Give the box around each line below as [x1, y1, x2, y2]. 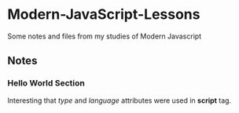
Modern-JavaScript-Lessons [7, 5, 200, 24]
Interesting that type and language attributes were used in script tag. [7, 96, 232, 105]
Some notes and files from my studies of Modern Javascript [7, 31, 202, 41]
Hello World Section [7, 78, 86, 89]
